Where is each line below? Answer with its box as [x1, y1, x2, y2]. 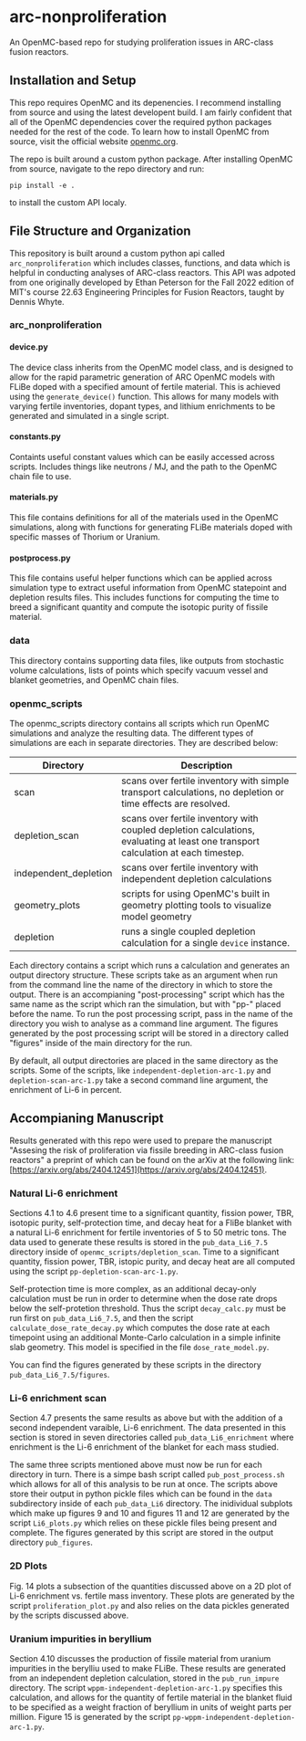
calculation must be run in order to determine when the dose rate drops [9, 1294, 278, 1304]
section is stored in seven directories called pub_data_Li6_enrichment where [9, 1432, 294, 1443]
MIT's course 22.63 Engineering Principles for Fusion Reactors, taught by [9, 286, 285, 298]
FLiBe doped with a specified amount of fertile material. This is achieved [9, 381, 280, 392]
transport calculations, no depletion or [121, 785, 285, 798]
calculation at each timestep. [121, 846, 244, 859]
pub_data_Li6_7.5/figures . [9, 1369, 110, 1379]
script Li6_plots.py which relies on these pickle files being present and [9, 1517, 278, 1528]
